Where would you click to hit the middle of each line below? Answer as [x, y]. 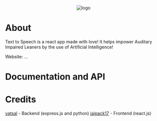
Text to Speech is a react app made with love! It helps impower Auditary [79, 41]
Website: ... [17, 56]
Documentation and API [55, 77]
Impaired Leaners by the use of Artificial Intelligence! [59, 47]
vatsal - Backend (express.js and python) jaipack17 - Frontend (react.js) [78, 114]
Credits [21, 100]
